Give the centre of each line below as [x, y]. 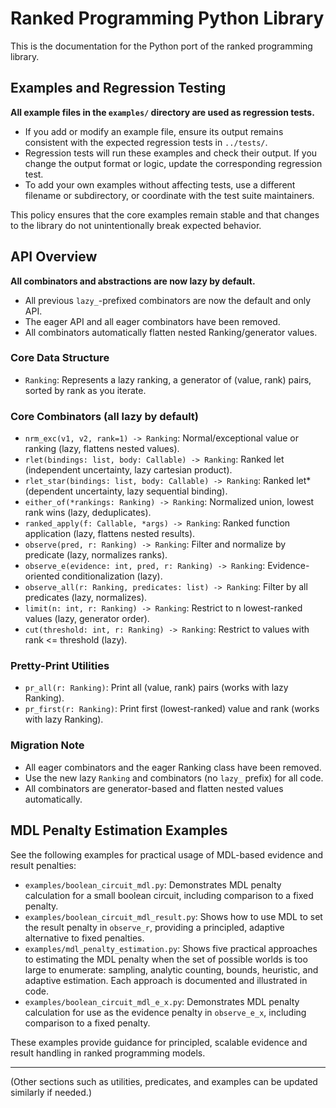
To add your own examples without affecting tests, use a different [160, 184]
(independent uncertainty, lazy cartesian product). [128, 470]
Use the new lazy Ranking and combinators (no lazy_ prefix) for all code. [174, 778]
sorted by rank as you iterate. [85, 390]
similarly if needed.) [51, 1092]
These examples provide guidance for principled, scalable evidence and [159, 1042]
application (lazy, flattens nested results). [110, 534]
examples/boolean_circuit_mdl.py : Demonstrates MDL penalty [153, 884]
